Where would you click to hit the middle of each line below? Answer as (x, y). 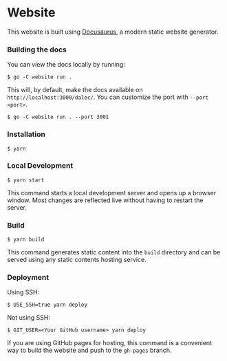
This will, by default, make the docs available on (75, 90)
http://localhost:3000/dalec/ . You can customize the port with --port (108, 97)
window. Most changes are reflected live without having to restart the (105, 200)
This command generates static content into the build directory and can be (114, 252)
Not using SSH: (29, 318)
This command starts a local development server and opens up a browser (112, 193)
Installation (26, 134)
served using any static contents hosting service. (77, 260)
